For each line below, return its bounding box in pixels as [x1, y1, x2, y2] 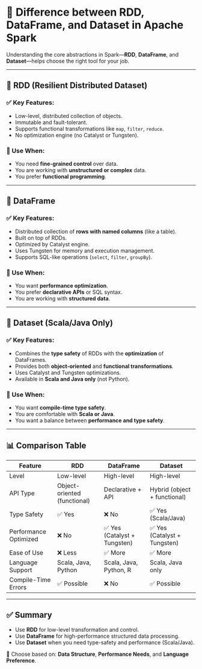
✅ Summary [6, 610, 52, 620]
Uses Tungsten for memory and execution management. [14, 247, 155, 254]
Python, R [103, 565, 131, 574]
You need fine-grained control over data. [14, 160, 118, 167]
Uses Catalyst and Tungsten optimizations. [14, 369, 121, 376]
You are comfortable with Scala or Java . [14, 410, 115, 417]
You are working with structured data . [14, 294, 111, 302]
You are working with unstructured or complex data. [14, 166, 147, 173]
